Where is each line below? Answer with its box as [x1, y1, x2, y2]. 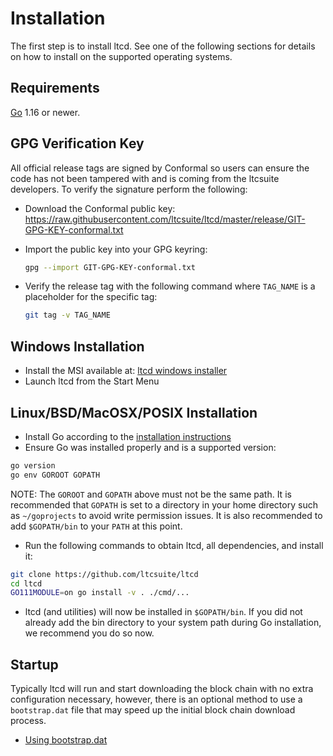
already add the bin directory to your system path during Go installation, [24, 617, 322, 629]
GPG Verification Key [10, 135, 145, 152]
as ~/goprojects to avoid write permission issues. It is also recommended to [10, 509, 323, 521]
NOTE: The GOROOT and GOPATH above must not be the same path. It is [10, 488, 292, 500]
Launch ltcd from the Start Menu [24, 375, 160, 387]
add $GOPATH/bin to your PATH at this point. [10, 520, 183, 532]
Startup [10, 656, 59, 673]
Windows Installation [10, 338, 145, 355]
